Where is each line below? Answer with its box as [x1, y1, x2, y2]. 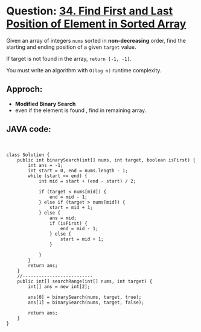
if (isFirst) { [49, 220, 88, 227]
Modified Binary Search [14, 100, 76, 107]
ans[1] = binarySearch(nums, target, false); [28, 299, 145, 305]
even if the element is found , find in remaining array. [14, 107, 147, 114]
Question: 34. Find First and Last [6, 4, 173, 18]
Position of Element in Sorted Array [6, 17, 187, 31]
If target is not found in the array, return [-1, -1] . [6, 55, 132, 62]
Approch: [6, 84, 43, 95]
